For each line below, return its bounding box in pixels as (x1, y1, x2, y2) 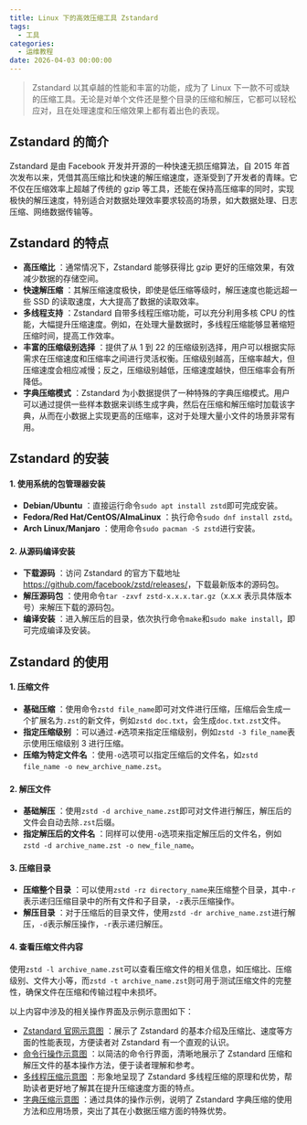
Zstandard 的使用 (9, 654, 110, 670)
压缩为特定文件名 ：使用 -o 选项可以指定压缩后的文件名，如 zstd (22, 749, 259, 760)
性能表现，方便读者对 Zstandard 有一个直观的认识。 (38, 1036, 235, 1047)
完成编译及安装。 (30, 625, 96, 636)
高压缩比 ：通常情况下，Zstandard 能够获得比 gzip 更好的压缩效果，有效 (22, 262, 295, 273)
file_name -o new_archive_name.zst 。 (22, 761, 167, 772)
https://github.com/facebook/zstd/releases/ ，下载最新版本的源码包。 (22, 579, 284, 590)
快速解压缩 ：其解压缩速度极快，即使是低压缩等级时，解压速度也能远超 (22, 284, 290, 295)
